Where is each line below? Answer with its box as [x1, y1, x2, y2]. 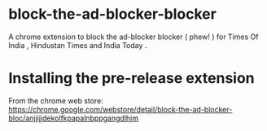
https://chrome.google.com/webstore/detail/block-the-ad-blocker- [8, 104, 233, 114]
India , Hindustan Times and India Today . [8, 40, 147, 50]
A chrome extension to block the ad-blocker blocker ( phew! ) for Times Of [8, 32, 259, 41]
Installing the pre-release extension [8, 69, 255, 88]
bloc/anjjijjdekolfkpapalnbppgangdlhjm [8, 113, 138, 123]
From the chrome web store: [8, 95, 103, 106]
